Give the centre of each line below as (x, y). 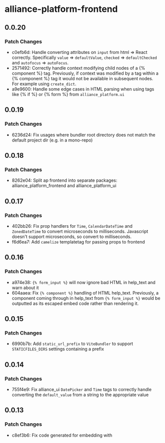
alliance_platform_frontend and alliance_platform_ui (64, 186)
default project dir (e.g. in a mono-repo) (52, 140)
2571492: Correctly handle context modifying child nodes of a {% (78, 68)
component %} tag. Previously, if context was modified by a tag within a (85, 73)
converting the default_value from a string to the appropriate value (80, 395)
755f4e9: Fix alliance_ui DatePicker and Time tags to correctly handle (82, 389)
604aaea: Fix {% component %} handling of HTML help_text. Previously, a (85, 293)
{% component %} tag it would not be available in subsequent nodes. (82, 78)
